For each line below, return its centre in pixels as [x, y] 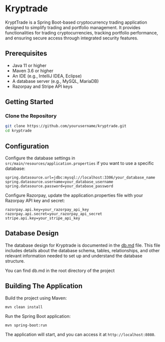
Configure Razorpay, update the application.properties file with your [74, 195]
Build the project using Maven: [36, 298]
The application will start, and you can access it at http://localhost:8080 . [80, 334]
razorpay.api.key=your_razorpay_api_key [47, 210]
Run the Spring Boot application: [38, 316]
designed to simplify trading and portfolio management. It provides [73, 27]
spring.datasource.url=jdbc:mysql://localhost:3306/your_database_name [80, 178]
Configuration [27, 146]
